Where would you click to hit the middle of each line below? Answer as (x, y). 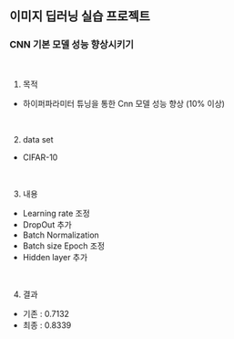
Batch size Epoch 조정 (64, 246)
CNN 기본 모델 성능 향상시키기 (72, 45)
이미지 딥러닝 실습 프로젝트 (80, 16)
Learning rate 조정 (56, 213)
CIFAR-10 (40, 157)
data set (38, 139)
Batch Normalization (61, 235)
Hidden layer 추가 (55, 257)
